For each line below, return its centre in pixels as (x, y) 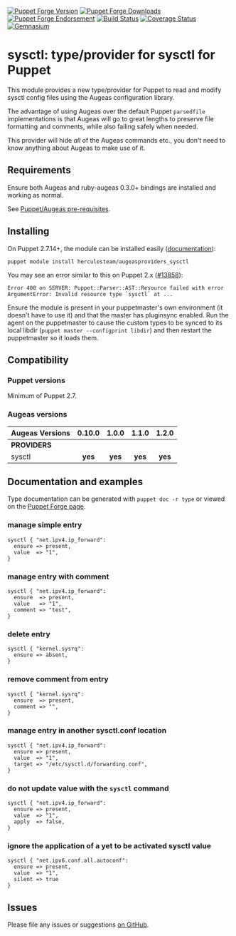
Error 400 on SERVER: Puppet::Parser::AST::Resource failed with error (116, 288)
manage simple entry (45, 525)
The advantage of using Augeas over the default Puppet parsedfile (107, 111)
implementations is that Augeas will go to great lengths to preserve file (111, 118)
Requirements (39, 170)
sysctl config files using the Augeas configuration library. (91, 97)
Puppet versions (36, 380)
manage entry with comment (58, 576)
